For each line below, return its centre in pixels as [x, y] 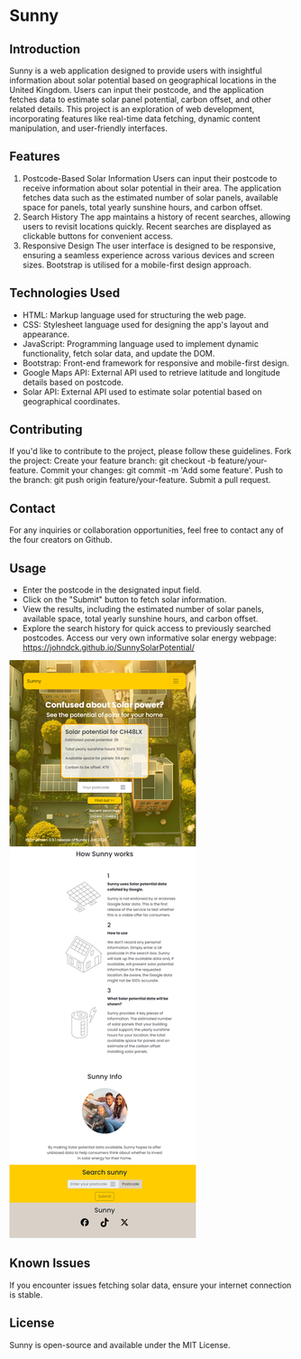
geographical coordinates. [71, 401]
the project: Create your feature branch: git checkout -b [113, 461]
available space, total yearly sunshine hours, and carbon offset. [140, 619]
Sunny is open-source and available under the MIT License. [120, 1345]
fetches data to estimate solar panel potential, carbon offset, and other [141, 99]
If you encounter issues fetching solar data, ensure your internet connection [150, 1285]
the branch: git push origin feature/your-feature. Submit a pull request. [140, 480]
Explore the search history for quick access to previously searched [146, 628]
